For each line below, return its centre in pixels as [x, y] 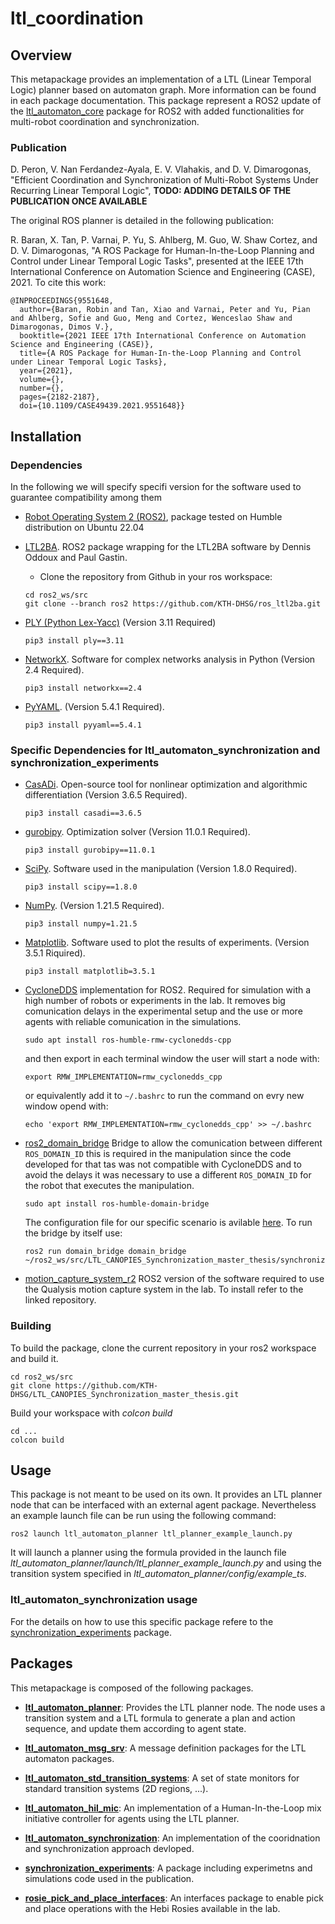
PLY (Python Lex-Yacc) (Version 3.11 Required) [120, 622]
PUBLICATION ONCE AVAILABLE [79, 201]
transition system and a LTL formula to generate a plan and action [160, 1718]
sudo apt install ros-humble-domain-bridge [117, 1204]
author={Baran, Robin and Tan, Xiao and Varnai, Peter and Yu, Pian [165, 310]
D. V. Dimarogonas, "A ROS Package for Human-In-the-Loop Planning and [162, 251]
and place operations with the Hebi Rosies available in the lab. [152, 1908]
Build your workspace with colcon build [91, 1413]
